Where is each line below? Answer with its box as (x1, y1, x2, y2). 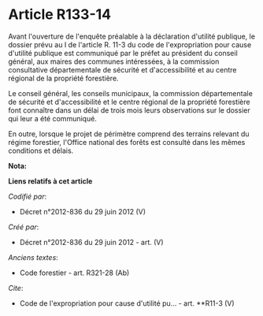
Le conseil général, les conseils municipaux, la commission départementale (8, 88, 254, 98)
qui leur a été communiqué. (8, 113, 97, 123)
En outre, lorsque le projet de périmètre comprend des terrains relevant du (8, 128, 250, 139)
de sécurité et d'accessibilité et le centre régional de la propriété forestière (8, 97, 250, 106)
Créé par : (8, 222, 39, 232)
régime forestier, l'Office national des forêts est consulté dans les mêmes (8, 137, 246, 147)
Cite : (8, 283, 24, 292)
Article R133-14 (8, 6, 112, 24)
